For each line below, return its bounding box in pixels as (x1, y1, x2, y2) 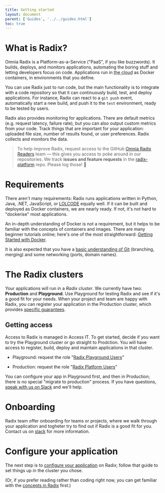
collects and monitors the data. (5, 136, 68, 142)
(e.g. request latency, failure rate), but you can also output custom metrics (5, 120, 156, 127)
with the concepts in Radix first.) (5, 482, 71, 488)
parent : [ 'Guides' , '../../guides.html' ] (5, 16, 92, 21)
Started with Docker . (5, 237, 47, 243)
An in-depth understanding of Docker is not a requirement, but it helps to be (5, 221, 160, 227)
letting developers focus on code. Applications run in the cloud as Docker (5, 70, 155, 75)
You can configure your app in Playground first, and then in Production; (5, 373, 150, 379)
